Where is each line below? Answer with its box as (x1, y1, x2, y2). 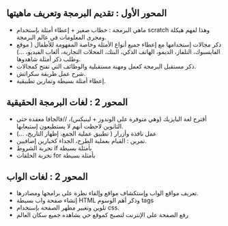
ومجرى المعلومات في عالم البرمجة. (16, 33, 107, 41)
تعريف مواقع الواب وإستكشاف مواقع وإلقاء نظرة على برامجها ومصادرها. (16, 189, 199, 197)
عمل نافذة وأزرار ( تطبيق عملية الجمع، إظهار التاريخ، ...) (16, 129, 157, 138)
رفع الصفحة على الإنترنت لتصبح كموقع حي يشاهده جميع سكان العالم (16, 211, 189, 219)
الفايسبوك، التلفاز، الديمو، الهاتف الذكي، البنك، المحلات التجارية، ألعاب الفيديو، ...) (16, 47, 221, 55)
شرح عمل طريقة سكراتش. (16, 69, 86, 77)
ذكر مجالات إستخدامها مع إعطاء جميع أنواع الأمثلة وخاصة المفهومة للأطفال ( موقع (16, 40, 222, 49)
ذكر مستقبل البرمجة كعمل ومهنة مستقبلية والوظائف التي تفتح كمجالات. (16, 62, 197, 70)
